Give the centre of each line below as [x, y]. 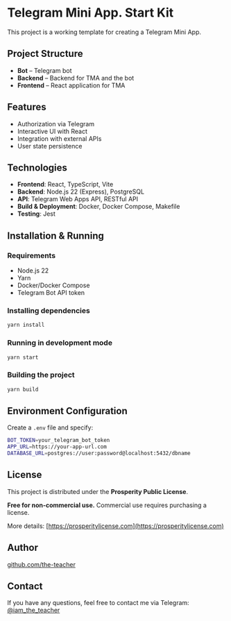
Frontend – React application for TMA [71, 85]
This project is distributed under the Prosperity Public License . [98, 491]
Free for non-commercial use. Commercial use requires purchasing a [107, 505]
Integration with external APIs [59, 138]
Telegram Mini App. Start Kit [91, 13]
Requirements [32, 255]
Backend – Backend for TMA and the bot [76, 78]
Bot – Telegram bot [44, 70]
